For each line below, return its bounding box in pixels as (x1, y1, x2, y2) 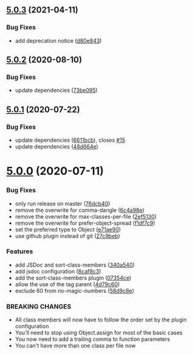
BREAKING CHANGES (6, 302, 72, 311)
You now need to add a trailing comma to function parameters (15, 336, 171, 343)
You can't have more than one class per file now (15, 342, 136, 350)
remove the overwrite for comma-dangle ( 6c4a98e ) (15, 206, 144, 214)
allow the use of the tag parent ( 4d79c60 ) (15, 280, 120, 288)
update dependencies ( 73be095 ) (15, 86, 98, 94)
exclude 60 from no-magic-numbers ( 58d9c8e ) (15, 287, 135, 294)
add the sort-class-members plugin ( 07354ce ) (15, 274, 132, 281)
